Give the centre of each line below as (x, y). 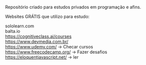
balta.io (13, 31)
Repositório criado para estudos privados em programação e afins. (73, 7)
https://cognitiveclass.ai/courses (38, 36)
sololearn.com (20, 26)
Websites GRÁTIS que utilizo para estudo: (47, 16)
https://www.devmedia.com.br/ (37, 42)
